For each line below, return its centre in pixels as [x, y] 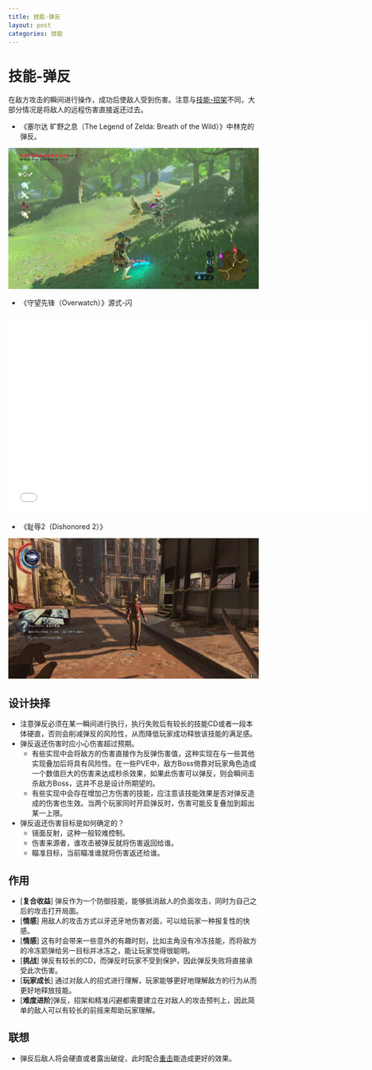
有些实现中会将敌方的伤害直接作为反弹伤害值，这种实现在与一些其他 [143, 754]
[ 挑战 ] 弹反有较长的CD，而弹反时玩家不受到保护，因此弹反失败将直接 [133, 960]
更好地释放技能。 [48, 990]
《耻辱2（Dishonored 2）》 [63, 526]
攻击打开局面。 [58, 910]
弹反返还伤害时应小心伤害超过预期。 [79, 744]
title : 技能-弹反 [35, 17]
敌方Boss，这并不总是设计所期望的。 [99, 783]
